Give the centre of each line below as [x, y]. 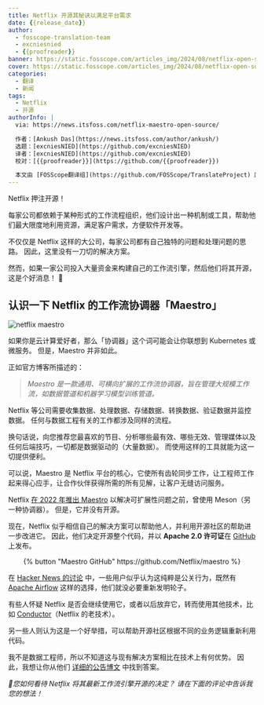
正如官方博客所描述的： [46, 367]
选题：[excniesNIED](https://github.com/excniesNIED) [103, 146]
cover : [19, 67]
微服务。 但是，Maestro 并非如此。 [65, 350]
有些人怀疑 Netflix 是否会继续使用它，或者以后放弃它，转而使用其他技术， [127, 604]
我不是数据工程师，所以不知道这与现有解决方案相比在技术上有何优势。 [122, 657]
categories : [27, 74]
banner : [21, 60]
